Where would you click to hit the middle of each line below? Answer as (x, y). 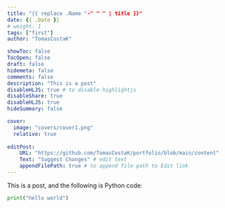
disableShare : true (35, 96)
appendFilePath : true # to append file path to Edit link (104, 166)
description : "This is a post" (52, 83)
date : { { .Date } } (33, 20)
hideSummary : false (35, 109)
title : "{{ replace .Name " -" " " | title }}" (75, 13)
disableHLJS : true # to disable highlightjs (72, 90)
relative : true (35, 134)
